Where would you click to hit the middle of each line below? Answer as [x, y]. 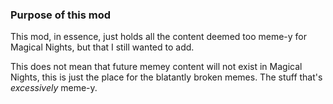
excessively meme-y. [54, 88]
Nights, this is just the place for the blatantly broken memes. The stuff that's [166, 77]
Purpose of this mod [61, 15]
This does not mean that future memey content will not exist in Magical [156, 67]
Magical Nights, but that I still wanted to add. [102, 47]
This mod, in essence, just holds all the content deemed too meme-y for [159, 37]
